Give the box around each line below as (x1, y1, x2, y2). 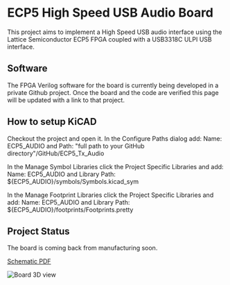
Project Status (7, 225, 71, 237)
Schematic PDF (7, 257, 51, 266)
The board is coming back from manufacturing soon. (7, 244, 158, 252)
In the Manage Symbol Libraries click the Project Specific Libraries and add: (7, 162, 224, 171)
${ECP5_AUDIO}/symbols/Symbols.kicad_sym (7, 177, 139, 185)
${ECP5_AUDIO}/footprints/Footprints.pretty (7, 205, 134, 214)
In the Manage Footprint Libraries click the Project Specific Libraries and (7, 191, 214, 199)
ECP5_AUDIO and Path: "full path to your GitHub (7, 141, 145, 150)
